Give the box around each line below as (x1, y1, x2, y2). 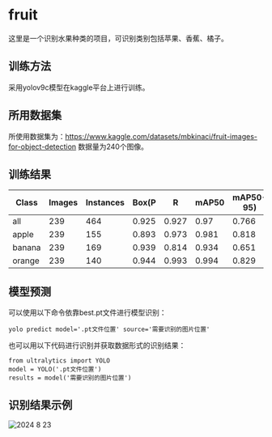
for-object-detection (8, 142, 77, 151)
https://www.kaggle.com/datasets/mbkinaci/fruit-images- (65, 131, 257, 141)
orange (12, 255, 40, 266)
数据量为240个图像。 (78, 142, 148, 151)
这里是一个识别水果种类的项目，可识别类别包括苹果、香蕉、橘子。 (8, 33, 228, 43)
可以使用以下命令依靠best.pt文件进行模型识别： (8, 308, 167, 317)
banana (12, 242, 41, 253)
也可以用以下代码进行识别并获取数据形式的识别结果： (8, 341, 186, 350)
